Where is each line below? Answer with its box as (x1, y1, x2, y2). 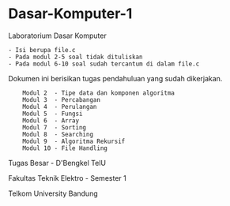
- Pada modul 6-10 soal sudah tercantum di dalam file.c (8, 60, 200, 68)
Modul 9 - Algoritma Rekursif (22, 137, 126, 145)
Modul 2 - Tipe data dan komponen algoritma (22, 88, 175, 97)
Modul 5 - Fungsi (22, 110, 83, 118)
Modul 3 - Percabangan (22, 96, 101, 103)
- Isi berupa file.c (8, 46, 77, 54)
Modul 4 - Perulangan (22, 103, 97, 110)
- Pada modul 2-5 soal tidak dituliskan (8, 53, 144, 61)
